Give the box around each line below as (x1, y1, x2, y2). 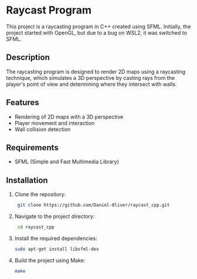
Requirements (6, 142, 59, 153)
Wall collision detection (14, 126, 71, 133)
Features (6, 98, 39, 107)
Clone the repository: (14, 191, 66, 198)
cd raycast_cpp (17, 224, 55, 230)
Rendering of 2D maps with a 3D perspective (14, 113, 124, 120)
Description (6, 52, 50, 62)
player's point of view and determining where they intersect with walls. (6, 80, 177, 88)
